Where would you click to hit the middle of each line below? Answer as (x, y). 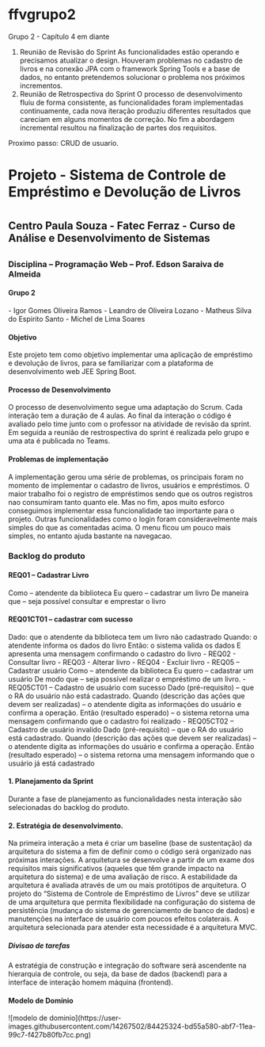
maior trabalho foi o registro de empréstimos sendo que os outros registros (131, 494)
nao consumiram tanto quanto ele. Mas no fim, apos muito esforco (117, 502)
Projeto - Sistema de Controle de (117, 175)
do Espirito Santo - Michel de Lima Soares (77, 319)
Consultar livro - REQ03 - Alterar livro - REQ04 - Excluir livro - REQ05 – (124, 662)
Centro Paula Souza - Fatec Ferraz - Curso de (122, 226)
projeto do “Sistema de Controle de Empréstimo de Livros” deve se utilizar (129, 894)
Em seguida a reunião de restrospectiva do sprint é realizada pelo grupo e (129, 433)
